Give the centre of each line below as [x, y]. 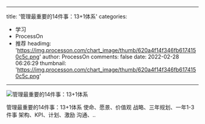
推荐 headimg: [33, 43]
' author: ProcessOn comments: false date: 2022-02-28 [109, 57]
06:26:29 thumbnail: [41, 63]
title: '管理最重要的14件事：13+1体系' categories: [67, 16]
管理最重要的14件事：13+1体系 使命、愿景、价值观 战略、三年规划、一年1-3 [100, 107]
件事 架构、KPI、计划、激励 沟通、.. [51, 115]
